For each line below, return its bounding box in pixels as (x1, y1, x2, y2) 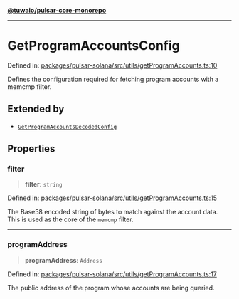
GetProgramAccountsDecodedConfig (17, 123, 117, 130)
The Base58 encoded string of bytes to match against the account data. (7, 208, 218, 216)
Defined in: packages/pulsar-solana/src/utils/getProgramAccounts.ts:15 (7, 194, 218, 202)
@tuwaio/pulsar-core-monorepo (7, 6, 107, 14)
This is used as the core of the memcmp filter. (7, 215, 134, 224)
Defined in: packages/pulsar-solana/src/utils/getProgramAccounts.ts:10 (7, 61, 218, 70)
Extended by (7, 103, 65, 115)
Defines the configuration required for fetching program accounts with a (7, 75, 219, 83)
